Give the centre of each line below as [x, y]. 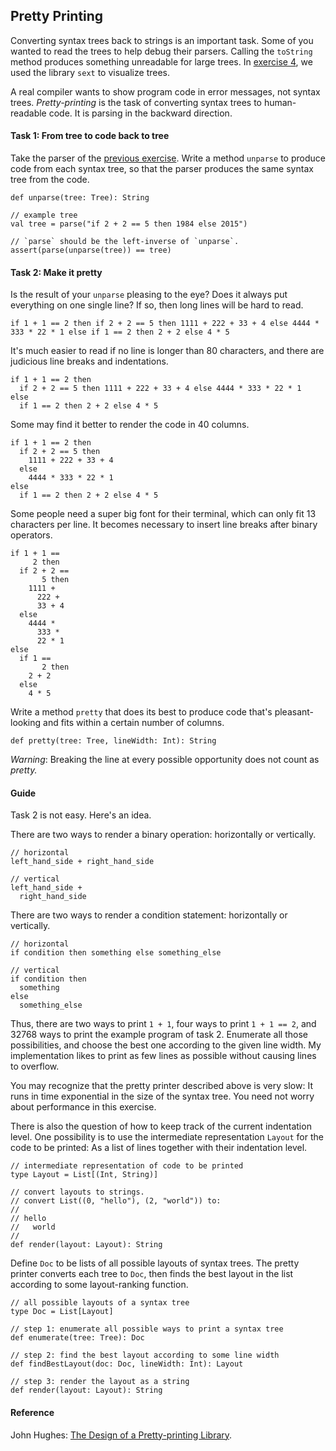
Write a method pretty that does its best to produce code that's [141, 712]
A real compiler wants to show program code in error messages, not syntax [165, 91]
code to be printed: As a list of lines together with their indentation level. [159, 1148]
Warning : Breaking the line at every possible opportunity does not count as [165, 760]
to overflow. [35, 1066]
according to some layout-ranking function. [99, 1285]
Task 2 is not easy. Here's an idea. [81, 815]
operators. [31, 535]
